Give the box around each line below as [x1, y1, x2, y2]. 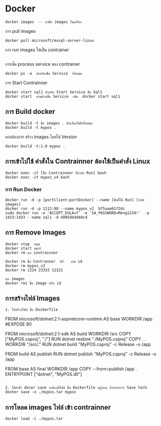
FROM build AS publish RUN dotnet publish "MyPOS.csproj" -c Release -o [5, 351, 157, 357]
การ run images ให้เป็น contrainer [5, 47, 69, 53]
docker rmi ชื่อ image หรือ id [5, 280, 61, 286]
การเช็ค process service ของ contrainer [5, 61, 80, 67]
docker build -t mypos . [5, 125, 56, 130]
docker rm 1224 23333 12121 [5, 267, 63, 272]
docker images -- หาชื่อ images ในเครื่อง [5, 19, 82, 24]
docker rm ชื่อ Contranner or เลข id [5, 259, 83, 264]
